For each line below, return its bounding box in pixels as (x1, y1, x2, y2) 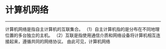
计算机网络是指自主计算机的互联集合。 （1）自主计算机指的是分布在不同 (5, 26, 151, 32)
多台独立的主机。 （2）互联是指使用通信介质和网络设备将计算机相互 (18, 32, 157, 38)
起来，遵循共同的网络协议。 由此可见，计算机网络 (9, 38, 110, 44)
